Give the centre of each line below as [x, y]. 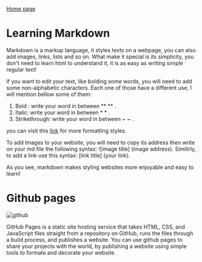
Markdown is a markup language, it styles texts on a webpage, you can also [101, 50]
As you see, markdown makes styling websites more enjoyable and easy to [100, 167]
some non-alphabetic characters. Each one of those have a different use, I [99, 88]
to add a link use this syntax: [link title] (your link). [68, 155]
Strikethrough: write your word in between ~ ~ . [74, 119]
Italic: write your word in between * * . [62, 112]
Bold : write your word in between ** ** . [66, 106]
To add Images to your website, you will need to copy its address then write [101, 142]
